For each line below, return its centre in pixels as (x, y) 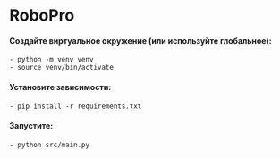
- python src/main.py (50, 145)
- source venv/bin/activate (62, 68)
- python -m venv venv (51, 60)
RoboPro (42, 16)
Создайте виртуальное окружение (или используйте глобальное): (140, 40)
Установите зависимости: (60, 87)
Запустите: (31, 126)
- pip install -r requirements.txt (76, 106)
